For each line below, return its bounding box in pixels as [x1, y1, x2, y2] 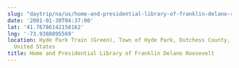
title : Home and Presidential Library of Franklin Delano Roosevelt [7, 50, 215, 57]
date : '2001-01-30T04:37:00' [7, 17, 94, 24]
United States [14, 43, 55, 50]
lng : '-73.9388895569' [7, 30, 75, 38]
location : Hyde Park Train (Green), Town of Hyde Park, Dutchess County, [7, 37, 231, 44]
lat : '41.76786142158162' [7, 23, 84, 30]
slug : [7, 10, 23, 18]
